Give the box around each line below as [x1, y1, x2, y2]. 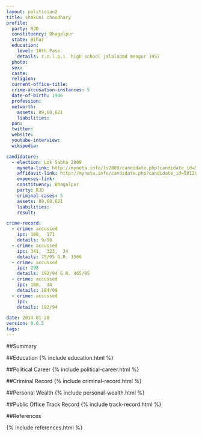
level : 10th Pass [17, 48, 61, 54]
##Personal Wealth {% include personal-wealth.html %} [6, 389, 145, 396]
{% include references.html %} [6, 424, 83, 431]
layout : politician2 [6, 8, 58, 15]
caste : [11, 70, 28, 76]
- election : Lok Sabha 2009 [11, 159, 82, 165]
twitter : [11, 126, 34, 132]
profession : [11, 98, 42, 104]
